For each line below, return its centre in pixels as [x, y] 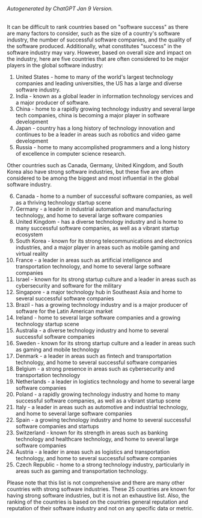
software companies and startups [57, 427]
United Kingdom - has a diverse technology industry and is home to [99, 222]
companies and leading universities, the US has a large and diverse [99, 84]
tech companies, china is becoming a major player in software [92, 116]
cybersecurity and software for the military [69, 286]
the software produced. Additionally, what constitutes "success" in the [94, 46]
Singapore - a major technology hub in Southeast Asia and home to [99, 292]
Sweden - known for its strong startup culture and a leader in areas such [106, 344]
